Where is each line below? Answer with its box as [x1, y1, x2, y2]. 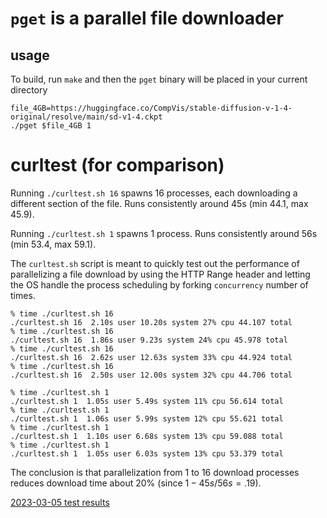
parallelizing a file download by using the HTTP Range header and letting [10, 268, 311, 280]
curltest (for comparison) [10, 154, 225, 177]
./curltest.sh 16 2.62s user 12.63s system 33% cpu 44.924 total [10, 352, 293, 362]
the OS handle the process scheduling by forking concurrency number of [10, 278, 309, 291]
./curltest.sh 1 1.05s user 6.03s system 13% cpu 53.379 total [10, 448, 284, 459]
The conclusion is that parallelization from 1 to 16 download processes [10, 466, 300, 478]
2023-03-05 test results [10, 496, 110, 508]
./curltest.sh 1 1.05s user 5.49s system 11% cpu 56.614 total [10, 396, 284, 406]
